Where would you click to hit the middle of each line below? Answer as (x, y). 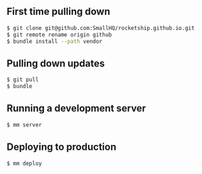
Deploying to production (62, 147)
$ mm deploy (24, 163)
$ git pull (23, 80)
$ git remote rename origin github (59, 35)
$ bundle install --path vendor (54, 41)
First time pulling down (59, 12)
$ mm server (24, 125)
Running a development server (76, 108)
